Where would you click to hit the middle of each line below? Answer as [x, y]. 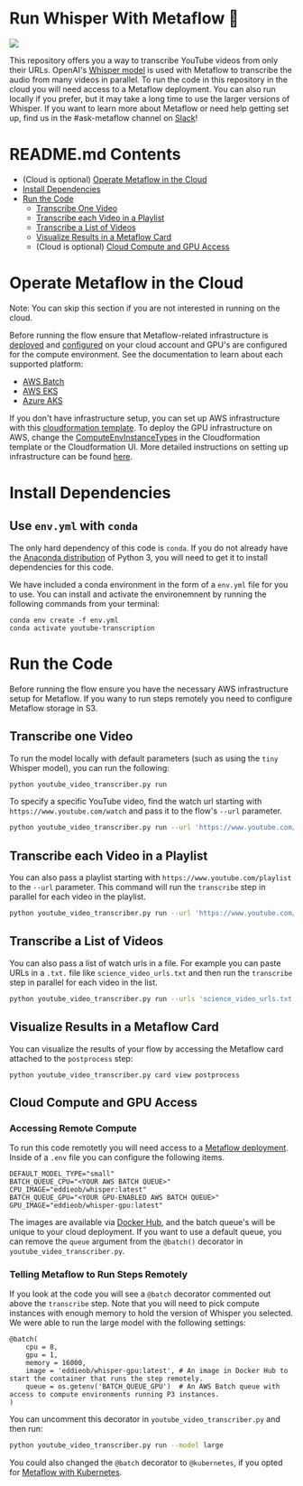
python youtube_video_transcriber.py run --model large [116, 1445]
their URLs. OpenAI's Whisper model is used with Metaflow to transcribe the [151, 70]
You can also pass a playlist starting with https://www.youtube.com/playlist [151, 878]
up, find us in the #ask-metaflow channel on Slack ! [104, 117]
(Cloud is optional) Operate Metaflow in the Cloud [115, 179]
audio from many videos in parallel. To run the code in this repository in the [149, 79]
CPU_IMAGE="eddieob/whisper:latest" [78, 1190]
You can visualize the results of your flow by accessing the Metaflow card [147, 1049]
